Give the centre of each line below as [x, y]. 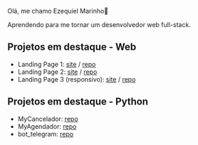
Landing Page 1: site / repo [57, 64]
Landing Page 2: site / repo [57, 72]
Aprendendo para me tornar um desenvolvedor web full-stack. [99, 25]
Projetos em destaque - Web [72, 47]
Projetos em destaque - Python [78, 102]
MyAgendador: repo [47, 126]
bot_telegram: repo [46, 134]
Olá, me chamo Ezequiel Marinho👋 [58, 11]
